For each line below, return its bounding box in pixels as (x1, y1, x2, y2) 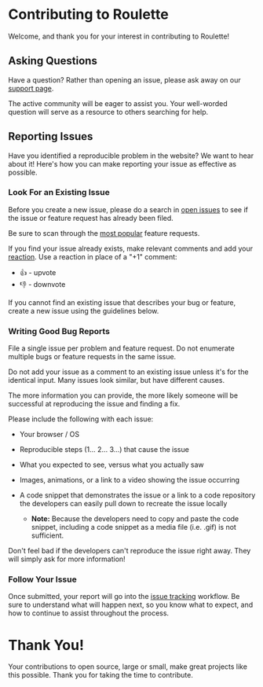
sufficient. (31, 531, 64, 540)
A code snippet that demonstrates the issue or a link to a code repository (19, 490, 256, 500)
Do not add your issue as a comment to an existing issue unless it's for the (8, 367, 249, 377)
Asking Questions (8, 54, 98, 68)
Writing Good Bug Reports (8, 325, 110, 336)
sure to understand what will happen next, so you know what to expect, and (8, 600, 254, 610)
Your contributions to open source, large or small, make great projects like (8, 662, 247, 671)
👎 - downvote (19, 279, 66, 288)
